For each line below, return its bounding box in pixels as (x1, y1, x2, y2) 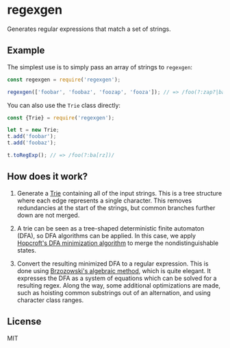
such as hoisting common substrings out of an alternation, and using (16, 288, 211, 297)
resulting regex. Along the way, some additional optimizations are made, (16, 281, 221, 290)
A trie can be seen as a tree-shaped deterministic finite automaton (16, 224, 205, 232)
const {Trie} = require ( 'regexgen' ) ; (7, 114, 115, 121)
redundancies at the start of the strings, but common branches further (16, 203, 216, 211)
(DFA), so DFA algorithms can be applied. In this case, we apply (16, 231, 196, 240)
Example (7, 45, 45, 56)
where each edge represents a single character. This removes (16, 196, 192, 205)
